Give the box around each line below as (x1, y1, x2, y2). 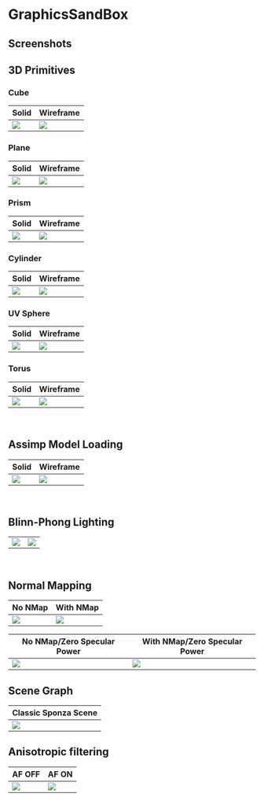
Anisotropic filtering (8, 745, 109, 759)
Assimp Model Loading (8, 438, 123, 452)
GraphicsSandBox (8, 6, 129, 24)
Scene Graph (8, 684, 73, 697)
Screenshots (8, 37, 72, 50)
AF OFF (12, 769, 41, 780)
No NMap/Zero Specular (22, 636, 115, 647)
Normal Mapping (8, 578, 92, 592)
